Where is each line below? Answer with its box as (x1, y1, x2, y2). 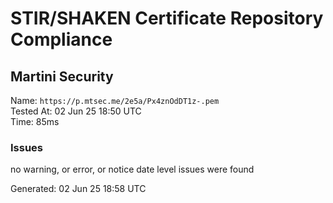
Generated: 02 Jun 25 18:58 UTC (10, 183, 147, 195)
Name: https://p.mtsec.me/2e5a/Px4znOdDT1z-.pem (10, 95, 220, 106)
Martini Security (10, 68, 114, 85)
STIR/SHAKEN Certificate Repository (10, 7, 324, 30)
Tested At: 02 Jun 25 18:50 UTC (10, 105, 142, 117)
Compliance (10, 28, 113, 51)
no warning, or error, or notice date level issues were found (10, 163, 255, 176)
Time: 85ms (10, 116, 60, 127)
